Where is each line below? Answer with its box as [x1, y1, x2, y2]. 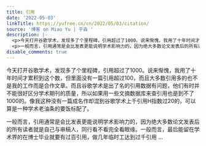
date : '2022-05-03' [6, 15, 56, 21]
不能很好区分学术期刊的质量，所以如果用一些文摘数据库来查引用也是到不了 [6, 90, 194, 97]
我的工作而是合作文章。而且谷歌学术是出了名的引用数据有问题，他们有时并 [11, 82, 200, 89]
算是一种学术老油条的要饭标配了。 [6, 105, 93, 112]
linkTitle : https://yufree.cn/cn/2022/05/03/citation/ [6, 20, 150, 26]
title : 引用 [6, 9, 35, 15]
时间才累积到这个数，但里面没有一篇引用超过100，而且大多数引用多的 [11, 74, 188, 82]
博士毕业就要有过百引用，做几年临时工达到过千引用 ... [27, 133, 164, 140]
